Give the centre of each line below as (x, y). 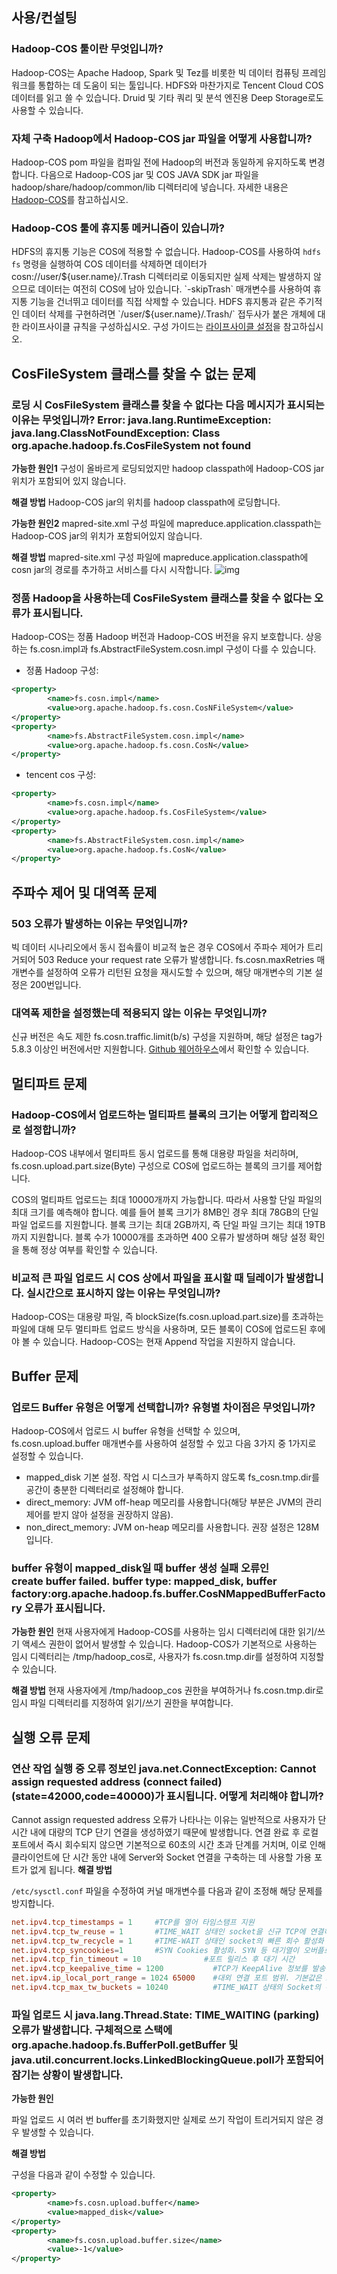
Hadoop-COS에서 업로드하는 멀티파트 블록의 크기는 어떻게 (144, 1115)
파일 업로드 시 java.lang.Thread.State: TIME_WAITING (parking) (165, 2015)
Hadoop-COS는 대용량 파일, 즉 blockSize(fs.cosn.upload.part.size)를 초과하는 (167, 1317)
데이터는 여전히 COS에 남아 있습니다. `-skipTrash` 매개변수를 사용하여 (174, 289)
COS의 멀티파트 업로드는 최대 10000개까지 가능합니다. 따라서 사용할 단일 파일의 (167, 1199)
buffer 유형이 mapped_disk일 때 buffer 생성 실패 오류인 (140, 1568)
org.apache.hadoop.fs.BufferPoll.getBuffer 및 (125, 2045)
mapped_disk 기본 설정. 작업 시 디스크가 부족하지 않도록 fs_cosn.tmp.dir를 (172, 1477)
